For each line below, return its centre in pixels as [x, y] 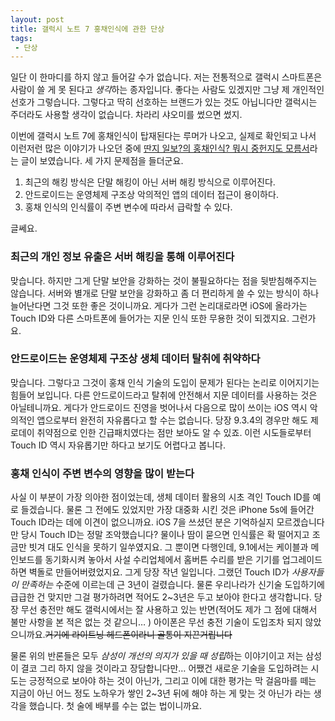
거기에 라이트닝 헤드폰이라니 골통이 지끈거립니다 [138, 635]
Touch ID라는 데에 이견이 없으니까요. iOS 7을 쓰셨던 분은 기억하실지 [142, 522]
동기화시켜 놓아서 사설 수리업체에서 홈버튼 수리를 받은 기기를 [162, 560]
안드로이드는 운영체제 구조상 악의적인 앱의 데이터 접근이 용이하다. [151, 195]
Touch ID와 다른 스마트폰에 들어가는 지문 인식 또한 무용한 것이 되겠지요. [150, 318]
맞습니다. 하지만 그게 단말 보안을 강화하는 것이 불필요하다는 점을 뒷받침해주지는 [164, 280]
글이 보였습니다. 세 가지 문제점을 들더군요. [102, 161]
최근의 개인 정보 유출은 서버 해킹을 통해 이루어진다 [122, 257]
